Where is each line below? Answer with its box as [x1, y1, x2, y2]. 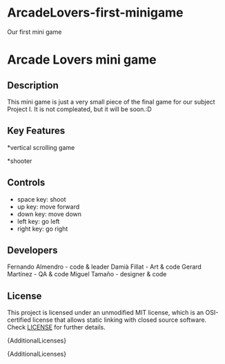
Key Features [7, 125, 66, 137]
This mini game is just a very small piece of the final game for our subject [7, 97, 215, 106]
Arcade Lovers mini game [7, 52, 157, 68]
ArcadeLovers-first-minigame [7, 5, 184, 21]
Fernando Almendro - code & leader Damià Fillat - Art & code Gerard [7, 262, 202, 271]
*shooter [7, 157, 32, 165]
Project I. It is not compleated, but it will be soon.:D [7, 105, 152, 113]
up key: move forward [17, 202, 80, 211]
